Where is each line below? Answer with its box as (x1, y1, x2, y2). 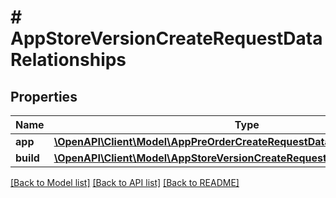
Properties (10, 88, 78, 105)
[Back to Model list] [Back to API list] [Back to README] (10, 177, 240, 188)
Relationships (10, 49, 127, 71)
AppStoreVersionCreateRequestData (10, 27, 323, 50)
